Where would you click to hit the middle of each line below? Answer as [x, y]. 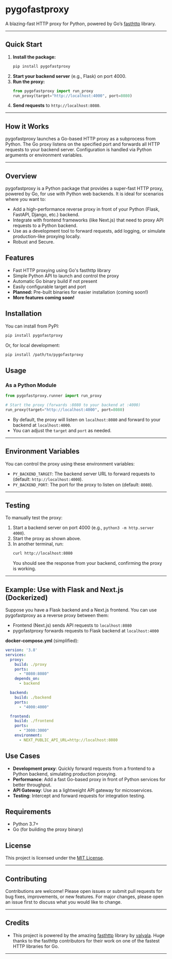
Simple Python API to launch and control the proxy [66, 276]
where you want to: [26, 199]
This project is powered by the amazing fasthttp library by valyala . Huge [89, 935]
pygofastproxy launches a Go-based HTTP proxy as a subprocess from [81, 139]
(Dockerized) [27, 597]
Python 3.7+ [26, 824]
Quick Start [24, 45]
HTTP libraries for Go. [36, 946]
